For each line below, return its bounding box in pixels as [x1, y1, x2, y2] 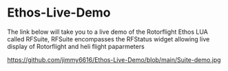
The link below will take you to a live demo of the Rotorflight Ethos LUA [7, 28, 208, 36]
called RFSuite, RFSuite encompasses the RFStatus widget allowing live [7, 34, 210, 43]
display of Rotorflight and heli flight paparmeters [7, 42, 145, 50]
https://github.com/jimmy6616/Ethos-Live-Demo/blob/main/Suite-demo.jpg [7, 55, 222, 63]
